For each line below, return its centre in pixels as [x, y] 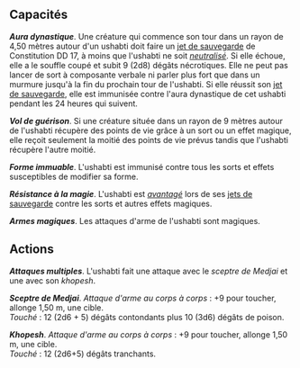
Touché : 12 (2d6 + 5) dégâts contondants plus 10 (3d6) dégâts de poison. [147, 317]
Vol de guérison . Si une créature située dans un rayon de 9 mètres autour [146, 121]
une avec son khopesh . [53, 280]
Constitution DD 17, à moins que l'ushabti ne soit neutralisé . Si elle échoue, [147, 55]
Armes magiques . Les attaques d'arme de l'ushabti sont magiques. [135, 220]
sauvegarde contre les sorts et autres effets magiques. [111, 203]
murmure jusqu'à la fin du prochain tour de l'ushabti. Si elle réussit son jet [146, 84]
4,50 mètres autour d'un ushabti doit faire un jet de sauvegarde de [132, 46]
